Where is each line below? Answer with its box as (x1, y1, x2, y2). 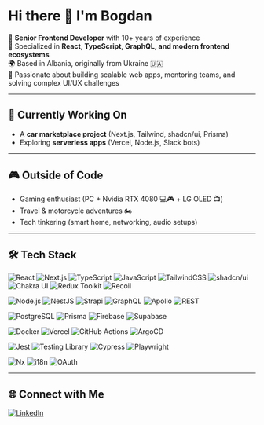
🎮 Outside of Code (8, 169, 104, 182)
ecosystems (8, 49, 49, 59)
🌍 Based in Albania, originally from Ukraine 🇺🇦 (8, 58, 163, 68)
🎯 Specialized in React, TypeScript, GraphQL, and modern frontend (8, 41, 230, 50)
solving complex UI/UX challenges (8, 78, 119, 87)
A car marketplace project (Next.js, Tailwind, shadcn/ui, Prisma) (19, 129, 229, 138)
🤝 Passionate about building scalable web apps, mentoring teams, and (8, 70, 236, 79)
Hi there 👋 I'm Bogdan (8, 7, 152, 25)
